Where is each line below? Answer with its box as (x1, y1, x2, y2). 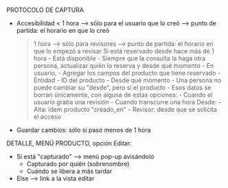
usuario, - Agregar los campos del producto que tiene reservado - (33, 69, 221, 77)
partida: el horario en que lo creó (16, 27, 110, 34)
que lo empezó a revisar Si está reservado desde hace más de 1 (33, 47, 214, 55)
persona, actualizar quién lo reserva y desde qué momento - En (33, 62, 214, 69)
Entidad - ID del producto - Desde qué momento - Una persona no (33, 76, 222, 84)
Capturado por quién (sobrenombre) (26, 160, 130, 167)
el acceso (33, 113, 61, 121)
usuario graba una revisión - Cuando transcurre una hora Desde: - (33, 98, 221, 106)
